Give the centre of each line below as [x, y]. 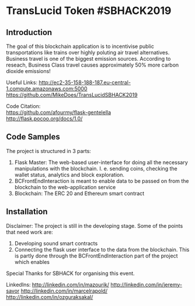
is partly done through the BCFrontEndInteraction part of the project [96, 256]
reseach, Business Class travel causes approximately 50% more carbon [93, 65]
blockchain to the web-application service [65, 187]
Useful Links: [22, 82]
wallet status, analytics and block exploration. [69, 175]
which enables [32, 262]
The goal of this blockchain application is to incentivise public [80, 46]
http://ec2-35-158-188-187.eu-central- [85, 82]
